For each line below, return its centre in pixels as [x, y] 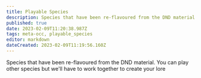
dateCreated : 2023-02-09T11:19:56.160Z [56, 46]
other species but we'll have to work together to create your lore [86, 68]
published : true [26, 23]
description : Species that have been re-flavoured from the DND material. [102, 17]
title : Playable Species [37, 12]
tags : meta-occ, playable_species [50, 34]
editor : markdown [28, 40]
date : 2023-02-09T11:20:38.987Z [47, 28]
